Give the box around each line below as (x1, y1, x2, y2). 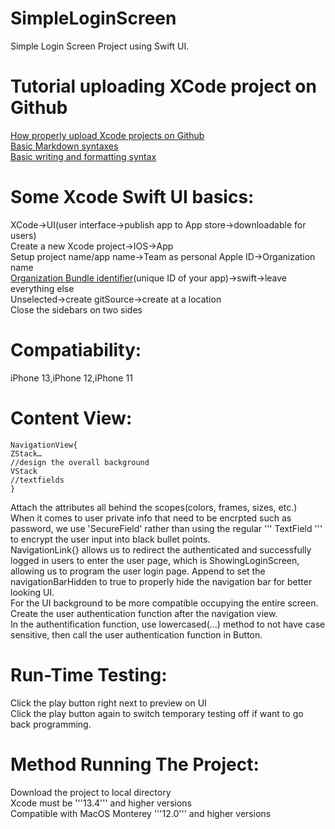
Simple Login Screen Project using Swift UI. (10, 40, 190, 52)
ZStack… (10, 448, 43, 459)
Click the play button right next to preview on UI (10, 697, 207, 709)
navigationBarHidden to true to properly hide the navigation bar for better (10, 575, 313, 587)
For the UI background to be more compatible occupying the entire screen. (10, 597, 319, 609)
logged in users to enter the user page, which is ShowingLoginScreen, (10, 554, 300, 566)
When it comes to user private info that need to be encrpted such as (10, 512, 292, 524)
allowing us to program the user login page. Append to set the (10, 565, 266, 577)
